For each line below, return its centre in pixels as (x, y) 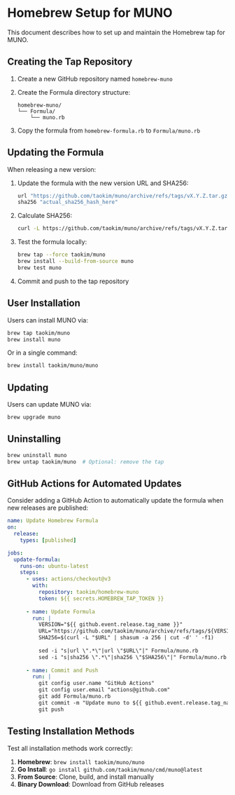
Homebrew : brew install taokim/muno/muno (81, 761)
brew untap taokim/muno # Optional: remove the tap (86, 462)
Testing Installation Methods (71, 732)
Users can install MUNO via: (48, 320)
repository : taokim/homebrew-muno (88, 592)
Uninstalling (34, 439)
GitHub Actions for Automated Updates (94, 483)
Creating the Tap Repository (70, 62)
